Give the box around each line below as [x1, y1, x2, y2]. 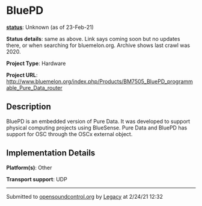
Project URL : [6, 71, 38, 78]
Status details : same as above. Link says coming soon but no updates [6, 35, 180, 42]
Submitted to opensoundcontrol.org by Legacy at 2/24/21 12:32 [6, 193, 164, 200]
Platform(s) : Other [6, 164, 52, 171]
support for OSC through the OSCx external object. [6, 130, 133, 137]
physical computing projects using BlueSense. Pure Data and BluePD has [6, 124, 188, 131]
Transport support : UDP [6, 175, 67, 183]
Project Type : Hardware [6, 60, 66, 67]
